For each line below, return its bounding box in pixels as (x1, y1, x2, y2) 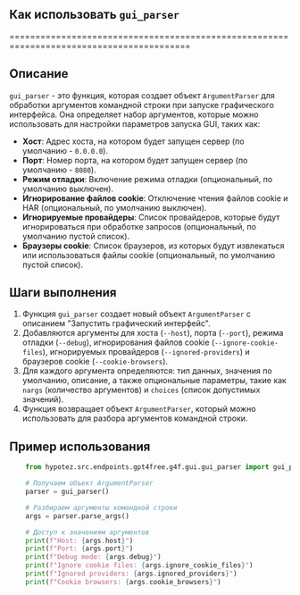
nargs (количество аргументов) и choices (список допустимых (21, 384, 261, 396)
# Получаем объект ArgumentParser (25, 479, 154, 488)
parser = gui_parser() (25, 487, 110, 496)
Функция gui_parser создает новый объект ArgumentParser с (21, 308, 252, 320)
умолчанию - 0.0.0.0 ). (21, 145, 109, 155)
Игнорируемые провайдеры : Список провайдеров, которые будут (21, 212, 280, 222)
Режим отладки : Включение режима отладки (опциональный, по (21, 173, 273, 184)
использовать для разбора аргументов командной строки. (21, 413, 248, 423)
